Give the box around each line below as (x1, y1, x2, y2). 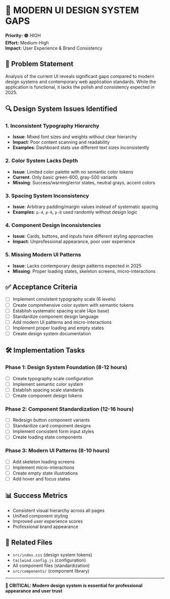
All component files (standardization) (12, 562, 90, 569)
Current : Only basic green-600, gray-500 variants (12, 174, 117, 180)
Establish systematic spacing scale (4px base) (12, 307, 110, 313)
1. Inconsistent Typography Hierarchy (5, 123, 100, 130)
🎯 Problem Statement (5, 60, 74, 68)
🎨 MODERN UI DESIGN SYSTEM (5, 5, 139, 16)
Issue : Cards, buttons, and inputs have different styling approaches (12, 233, 153, 239)
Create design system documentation (12, 330, 91, 336)
